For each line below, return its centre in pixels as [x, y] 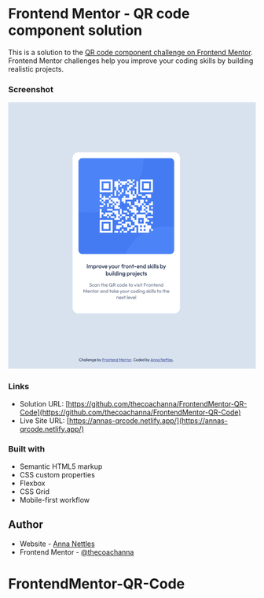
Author [26, 525]
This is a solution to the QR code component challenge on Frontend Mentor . [130, 52]
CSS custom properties [57, 474]
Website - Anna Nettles [57, 544]
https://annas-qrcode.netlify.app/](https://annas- [148, 420]
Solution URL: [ [44, 403]
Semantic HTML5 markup [61, 466]
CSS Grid [34, 491]
